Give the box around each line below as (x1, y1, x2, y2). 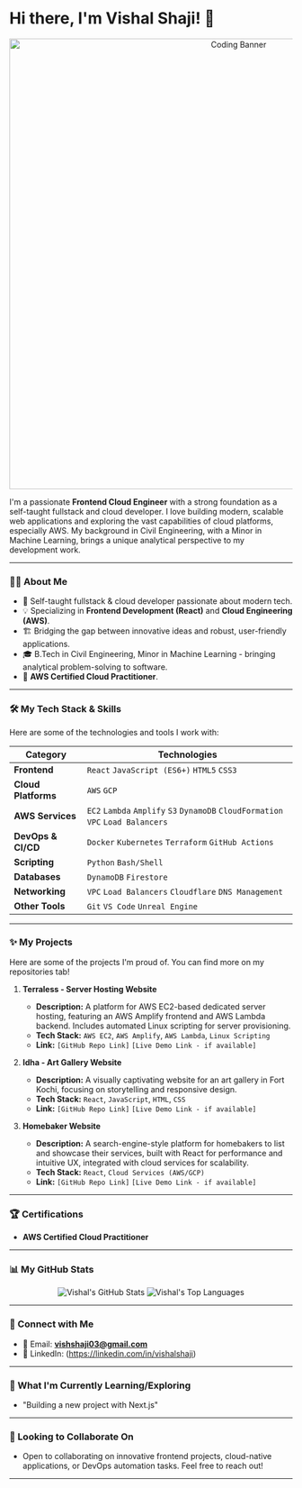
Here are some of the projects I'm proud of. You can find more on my (9, 956, 265, 967)
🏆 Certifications (9, 1208, 84, 1220)
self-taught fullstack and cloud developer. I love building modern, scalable (9, 506, 284, 516)
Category (25, 748, 67, 761)
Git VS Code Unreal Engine (86, 901, 199, 911)
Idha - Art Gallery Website (22, 1056, 122, 1067)
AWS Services (13, 809, 76, 822)
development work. (9, 544, 81, 555)
